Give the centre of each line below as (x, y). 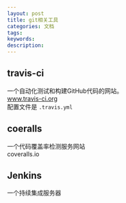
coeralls (25, 129)
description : (26, 45)
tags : (15, 33)
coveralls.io (23, 154)
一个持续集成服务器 (34, 193)
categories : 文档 (31, 26)
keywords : (21, 39)
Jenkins (25, 176)
